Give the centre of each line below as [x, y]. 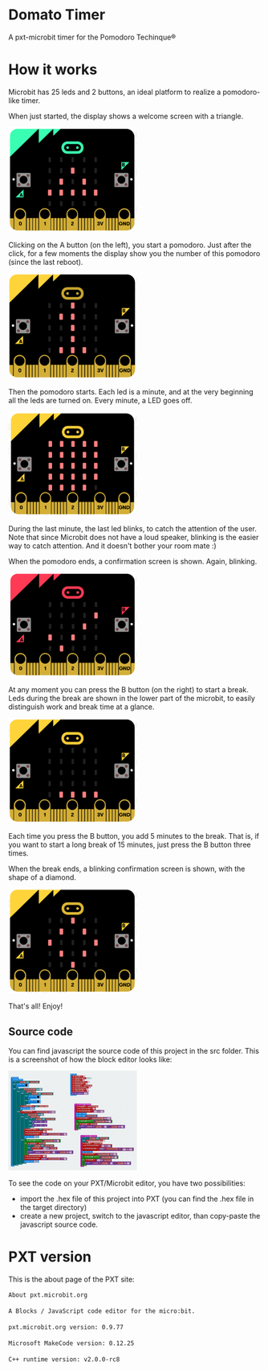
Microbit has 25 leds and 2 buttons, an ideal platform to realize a [115, 92]
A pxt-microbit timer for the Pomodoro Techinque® [92, 37]
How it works [53, 70]
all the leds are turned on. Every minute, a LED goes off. [100, 400]
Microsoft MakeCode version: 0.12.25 [71, 1343]
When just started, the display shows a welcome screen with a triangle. [126, 116]
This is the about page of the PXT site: [71, 1279]
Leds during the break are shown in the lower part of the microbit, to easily [132, 699]
